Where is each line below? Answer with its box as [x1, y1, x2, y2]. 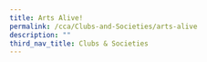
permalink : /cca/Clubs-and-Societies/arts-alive [9, 22, 198, 31]
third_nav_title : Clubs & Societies [9, 38, 149, 48]
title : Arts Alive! [9, 13, 84, 23]
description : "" [9, 30, 71, 39]
